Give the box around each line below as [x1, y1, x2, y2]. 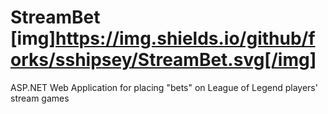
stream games [10, 92, 70, 104]
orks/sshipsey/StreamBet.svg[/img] [10, 49, 317, 71]
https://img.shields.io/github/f [54, 27, 316, 50]
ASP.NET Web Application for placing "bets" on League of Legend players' [10, 81, 318, 93]
